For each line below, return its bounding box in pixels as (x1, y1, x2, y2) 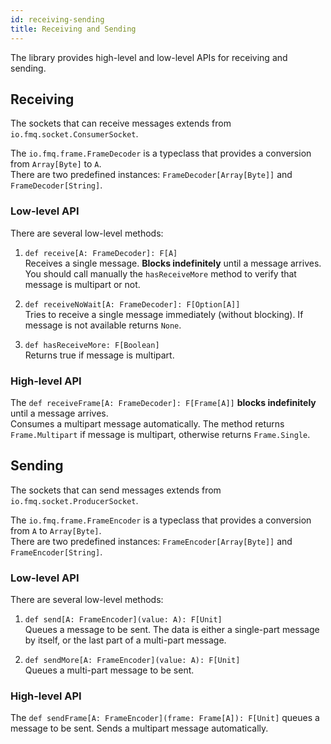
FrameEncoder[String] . (10, 546, 103, 558)
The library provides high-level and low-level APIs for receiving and (10, 51, 288, 63)
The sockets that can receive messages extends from (10, 117, 232, 130)
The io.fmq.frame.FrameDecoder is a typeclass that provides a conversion (10, 147, 312, 160)
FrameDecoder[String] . (10, 179, 103, 191)
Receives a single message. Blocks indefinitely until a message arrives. (24, 257, 322, 269)
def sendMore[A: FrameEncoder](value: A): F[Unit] (24, 656, 241, 666)
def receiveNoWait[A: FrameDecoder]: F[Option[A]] (24, 299, 241, 310)
